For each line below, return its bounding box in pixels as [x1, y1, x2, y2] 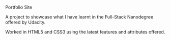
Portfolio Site [5, 4, 33, 10]
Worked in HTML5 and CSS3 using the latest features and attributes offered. [5, 29, 165, 34]
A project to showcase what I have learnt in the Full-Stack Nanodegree [5, 14, 154, 19]
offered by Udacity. [5, 19, 46, 25]
